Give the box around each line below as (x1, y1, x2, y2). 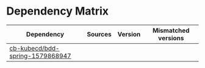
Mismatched (152, 26, 190, 35)
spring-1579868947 (9, 52, 71, 60)
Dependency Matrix (6, 4, 109, 18)
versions (158, 33, 184, 42)
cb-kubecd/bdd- (9, 44, 60, 52)
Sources (87, 30, 112, 38)
